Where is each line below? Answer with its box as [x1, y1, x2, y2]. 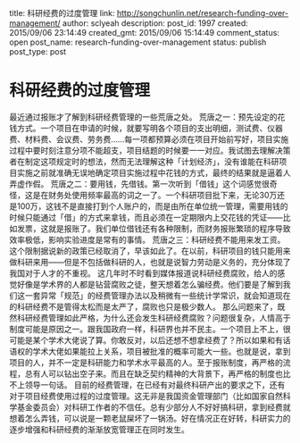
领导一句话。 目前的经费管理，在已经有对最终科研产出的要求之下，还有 [24, 379, 286, 390]
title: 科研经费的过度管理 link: [9, 8, 115, 18]
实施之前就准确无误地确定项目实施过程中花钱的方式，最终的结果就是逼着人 [16, 167, 291, 178]
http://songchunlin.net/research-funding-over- [116, 8, 288, 18]
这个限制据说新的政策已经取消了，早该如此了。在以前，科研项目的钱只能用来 [9, 245, 291, 256]
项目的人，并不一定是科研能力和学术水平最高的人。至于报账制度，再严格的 [9, 356, 283, 368]
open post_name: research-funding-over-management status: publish [9, 37, 267, 47]
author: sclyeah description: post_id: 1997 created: [62, 18, 248, 29]
